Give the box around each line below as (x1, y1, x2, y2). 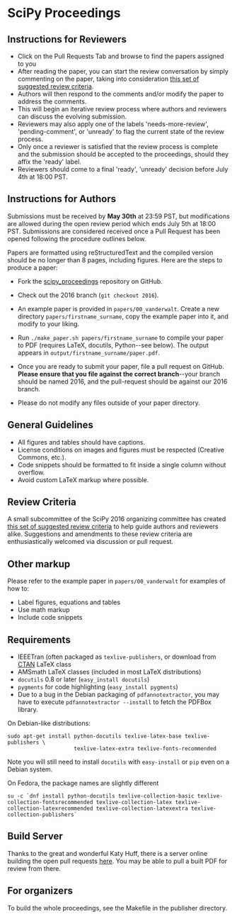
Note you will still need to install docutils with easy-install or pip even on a (7, 757, 230, 767)
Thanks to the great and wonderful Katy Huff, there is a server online (7, 849, 208, 857)
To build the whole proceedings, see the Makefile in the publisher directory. (7, 903, 228, 912)
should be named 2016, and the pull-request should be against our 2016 (17, 377, 228, 386)
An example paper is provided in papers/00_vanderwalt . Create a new (17, 304, 219, 313)
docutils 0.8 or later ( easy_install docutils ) (17, 675, 150, 684)
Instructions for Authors (7, 193, 117, 205)
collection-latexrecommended (7, 805, 93, 813)
